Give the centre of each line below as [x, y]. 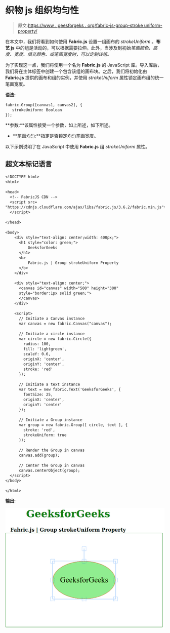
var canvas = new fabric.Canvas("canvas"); [65, 324]
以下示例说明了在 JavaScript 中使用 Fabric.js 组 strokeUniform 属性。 [78, 146]
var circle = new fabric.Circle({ [55, 339]
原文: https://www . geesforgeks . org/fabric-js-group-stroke [80, 25]
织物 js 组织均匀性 [42, 10]
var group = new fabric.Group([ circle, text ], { [73, 425]
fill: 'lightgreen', [45, 349]
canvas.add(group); [39, 455]
